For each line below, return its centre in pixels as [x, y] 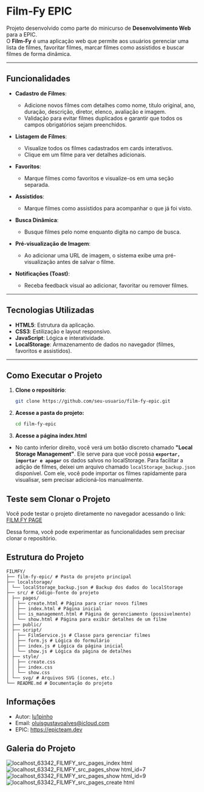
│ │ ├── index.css [29, 667]
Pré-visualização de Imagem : [53, 243]
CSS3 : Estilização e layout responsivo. [63, 331]
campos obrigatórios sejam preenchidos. [75, 124]
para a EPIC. [22, 34]
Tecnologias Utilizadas [50, 311]
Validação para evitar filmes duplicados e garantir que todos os [103, 118]
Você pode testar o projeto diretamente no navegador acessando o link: [96, 513]
